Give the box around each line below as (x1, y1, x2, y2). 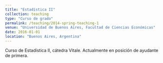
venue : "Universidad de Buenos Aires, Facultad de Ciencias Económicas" (5, 25, 156, 30)
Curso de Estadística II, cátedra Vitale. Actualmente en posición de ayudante (5, 47, 159, 53)
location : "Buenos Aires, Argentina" (5, 34, 82, 39)
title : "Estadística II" (5, 7, 55, 12)
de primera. (5, 52, 28, 58)
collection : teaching (5, 12, 49, 16)
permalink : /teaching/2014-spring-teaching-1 (5, 20, 99, 26)
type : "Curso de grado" (5, 16, 54, 21)
